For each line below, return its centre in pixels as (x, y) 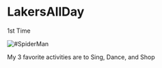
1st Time (19, 31)
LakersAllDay (46, 12)
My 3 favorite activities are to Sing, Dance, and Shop (81, 57)
